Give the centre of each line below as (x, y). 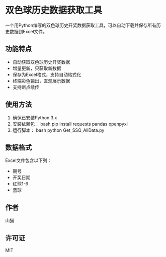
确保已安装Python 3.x (35, 117)
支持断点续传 (26, 87)
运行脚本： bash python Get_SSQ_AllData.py (58, 130)
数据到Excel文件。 (28, 31)
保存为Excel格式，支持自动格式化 (47, 74)
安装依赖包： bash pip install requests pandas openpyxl (70, 124)
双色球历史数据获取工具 (54, 10)
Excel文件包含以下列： (28, 160)
